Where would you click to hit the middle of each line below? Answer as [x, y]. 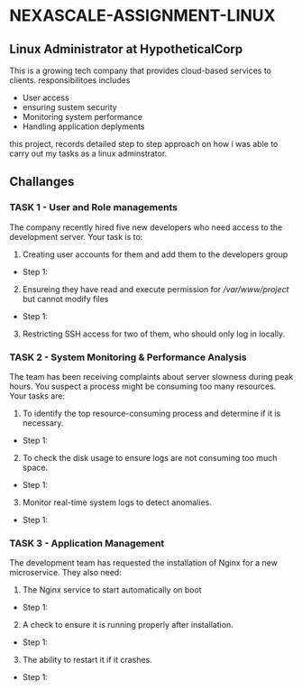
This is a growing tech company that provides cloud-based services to [141, 70]
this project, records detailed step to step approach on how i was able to [144, 144]
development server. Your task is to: [76, 236]
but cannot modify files [65, 299]
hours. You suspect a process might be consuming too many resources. [143, 386]
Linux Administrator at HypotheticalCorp [126, 49]
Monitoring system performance [82, 117]
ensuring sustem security [69, 107]
